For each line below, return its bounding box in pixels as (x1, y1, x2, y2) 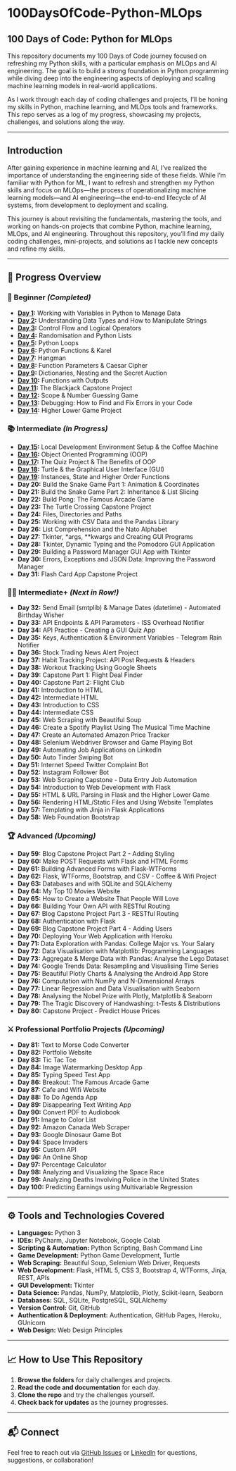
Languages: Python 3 (17, 1228, 81, 1237)
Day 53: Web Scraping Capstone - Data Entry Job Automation (17, 776, 197, 784)
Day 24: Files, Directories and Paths (17, 509, 122, 519)
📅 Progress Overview (7, 271, 102, 283)
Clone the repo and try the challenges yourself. (17, 1391, 155, 1399)
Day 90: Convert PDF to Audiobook (17, 1107, 121, 1116)
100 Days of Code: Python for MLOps (7, 33, 173, 45)
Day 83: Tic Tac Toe (17, 1055, 77, 1064)
